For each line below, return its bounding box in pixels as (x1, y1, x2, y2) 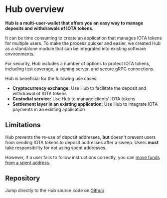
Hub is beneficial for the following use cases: (5, 75, 98, 81)
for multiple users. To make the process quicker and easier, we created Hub (5, 40, 161, 46)
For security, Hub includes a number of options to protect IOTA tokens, (5, 60, 151, 66)
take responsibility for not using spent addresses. (5, 145, 107, 151)
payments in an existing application (12, 106, 85, 112)
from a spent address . (5, 160, 51, 166)
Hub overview (5, 3, 64, 15)
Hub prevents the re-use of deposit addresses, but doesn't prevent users (5, 134, 156, 140)
